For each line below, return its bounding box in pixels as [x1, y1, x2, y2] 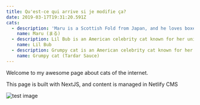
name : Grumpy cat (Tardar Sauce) [17, 53, 100, 59]
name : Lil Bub [17, 42, 52, 48]
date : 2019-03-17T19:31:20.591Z [6, 14, 86, 20]
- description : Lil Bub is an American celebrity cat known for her [11, 36, 185, 42]
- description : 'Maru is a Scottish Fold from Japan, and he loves [11, 25, 183, 31]
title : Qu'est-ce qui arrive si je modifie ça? [6, 8, 127, 15]
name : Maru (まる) [17, 31, 61, 37]
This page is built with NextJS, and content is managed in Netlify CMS [6, 81, 179, 88]
